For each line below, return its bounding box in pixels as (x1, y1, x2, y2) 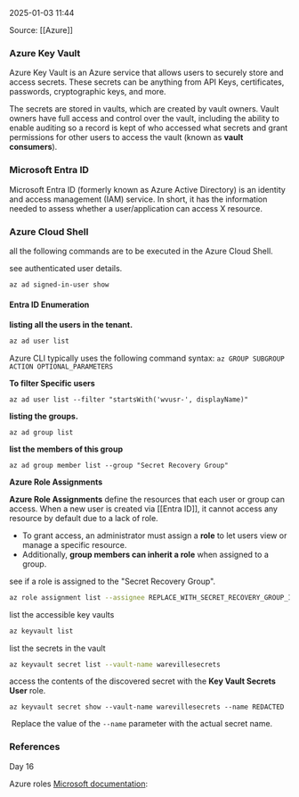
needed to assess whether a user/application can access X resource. (9, 203, 263, 213)
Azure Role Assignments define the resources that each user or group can (9, 494, 285, 504)
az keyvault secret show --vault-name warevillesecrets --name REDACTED (9, 702, 285, 712)
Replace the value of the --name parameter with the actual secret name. (11, 718, 273, 729)
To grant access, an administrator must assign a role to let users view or (21, 530, 287, 541)
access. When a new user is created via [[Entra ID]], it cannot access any (9, 503, 279, 514)
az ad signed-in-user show (9, 280, 109, 289)
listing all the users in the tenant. (9, 319, 133, 329)
